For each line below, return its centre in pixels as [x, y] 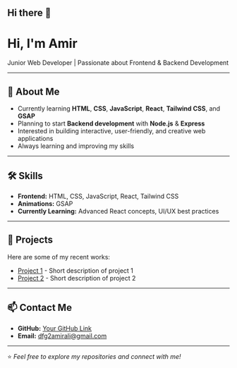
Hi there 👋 [29, 13]
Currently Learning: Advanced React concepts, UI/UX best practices [118, 211]
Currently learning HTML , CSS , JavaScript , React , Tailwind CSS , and [119, 109]
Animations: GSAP [45, 203]
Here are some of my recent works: [59, 257]
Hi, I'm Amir [42, 43]
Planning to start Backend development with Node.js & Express [111, 123]
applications [35, 139]
